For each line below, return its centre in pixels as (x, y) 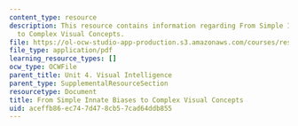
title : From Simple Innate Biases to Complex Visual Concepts (126, 100)
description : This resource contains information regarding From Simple (146, 26)
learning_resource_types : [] (63, 59)
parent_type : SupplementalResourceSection (89, 83)
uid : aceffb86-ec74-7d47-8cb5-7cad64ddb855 (91, 108)
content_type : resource (53, 17)
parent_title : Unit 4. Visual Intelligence (91, 75)
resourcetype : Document (53, 91)
